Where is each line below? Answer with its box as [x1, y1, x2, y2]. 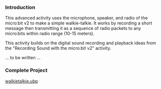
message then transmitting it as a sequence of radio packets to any [5, 25, 141, 31]
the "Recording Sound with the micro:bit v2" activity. [5, 45, 111, 51]
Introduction [5, 4, 35, 11]
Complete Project [5, 67, 48, 74]
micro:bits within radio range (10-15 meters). [5, 31, 95, 37]
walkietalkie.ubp [5, 78, 38, 84]
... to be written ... [5, 55, 41, 61]
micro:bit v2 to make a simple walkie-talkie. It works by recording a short [5, 20, 152, 26]
